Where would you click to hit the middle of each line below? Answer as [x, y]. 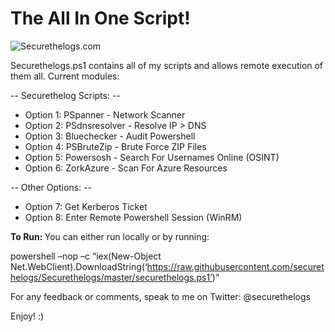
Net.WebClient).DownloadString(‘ [79, 266]
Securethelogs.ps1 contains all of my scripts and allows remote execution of [167, 65]
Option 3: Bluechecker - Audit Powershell [110, 136]
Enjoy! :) [27, 316]
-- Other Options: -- [51, 187]
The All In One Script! [100, 18]
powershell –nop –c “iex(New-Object [86, 256]
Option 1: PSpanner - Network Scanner [105, 114]
